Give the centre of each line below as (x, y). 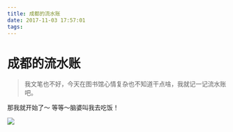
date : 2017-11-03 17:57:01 (46, 20)
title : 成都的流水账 (34, 14)
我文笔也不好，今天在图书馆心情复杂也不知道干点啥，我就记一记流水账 (125, 84)
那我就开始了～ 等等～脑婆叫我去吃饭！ (63, 108)
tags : (15, 27)
